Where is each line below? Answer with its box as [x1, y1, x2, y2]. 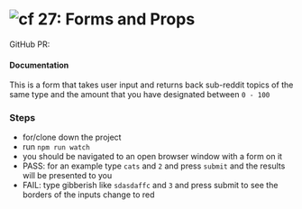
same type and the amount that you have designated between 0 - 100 [9, 89, 270, 100]
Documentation [9, 59, 69, 70]
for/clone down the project [22, 132, 122, 143]
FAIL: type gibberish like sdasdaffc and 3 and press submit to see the [22, 180, 279, 191]
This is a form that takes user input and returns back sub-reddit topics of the [9, 79, 294, 90]
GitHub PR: [9, 39, 50, 50]
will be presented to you [22, 170, 113, 181]
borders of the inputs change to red [22, 189, 155, 200]
